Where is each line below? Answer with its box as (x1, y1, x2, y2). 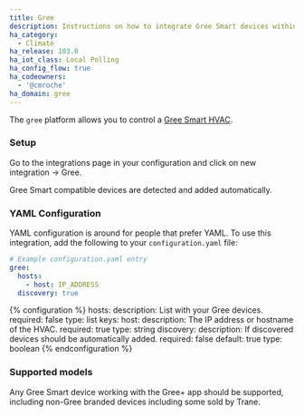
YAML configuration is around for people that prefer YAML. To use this (9, 227, 271, 238)
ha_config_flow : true (9, 64, 91, 73)
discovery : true (17, 288, 79, 297)
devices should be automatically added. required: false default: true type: (9, 334, 283, 344)
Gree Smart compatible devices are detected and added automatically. (9, 184, 273, 195)
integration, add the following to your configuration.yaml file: (9, 237, 238, 248)
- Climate (17, 38, 54, 48)
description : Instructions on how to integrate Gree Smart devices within (9, 22, 298, 31)
